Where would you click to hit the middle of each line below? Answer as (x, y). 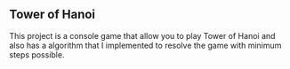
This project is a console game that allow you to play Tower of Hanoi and (142, 35)
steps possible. (37, 54)
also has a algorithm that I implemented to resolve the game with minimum (145, 45)
